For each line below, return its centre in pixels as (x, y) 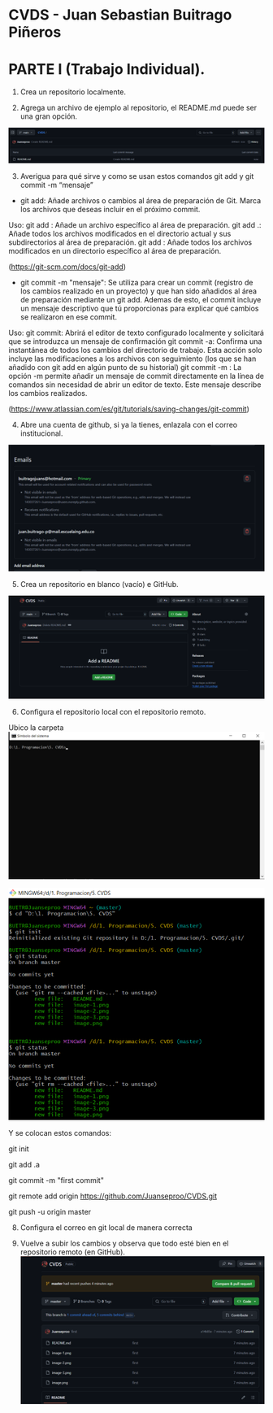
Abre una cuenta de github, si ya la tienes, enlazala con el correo (129, 425)
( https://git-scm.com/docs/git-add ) (67, 267)
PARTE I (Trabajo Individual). (107, 70)
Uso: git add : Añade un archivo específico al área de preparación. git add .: (135, 225)
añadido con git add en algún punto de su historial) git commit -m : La (125, 367)
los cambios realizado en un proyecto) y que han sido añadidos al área (139, 291)
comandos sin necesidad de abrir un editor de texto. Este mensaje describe (135, 385)
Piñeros (35, 32)
